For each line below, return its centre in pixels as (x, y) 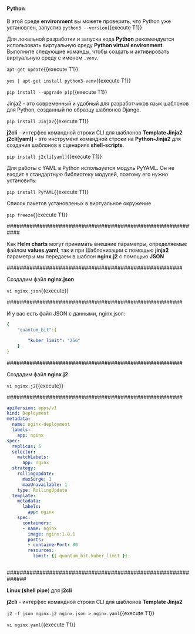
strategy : (24, 468)
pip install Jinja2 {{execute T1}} (48, 121)
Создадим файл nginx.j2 (37, 374)
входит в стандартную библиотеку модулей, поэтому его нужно (88, 175)
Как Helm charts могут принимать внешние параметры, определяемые (97, 244)
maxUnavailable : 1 (45, 484)
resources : (41, 551)
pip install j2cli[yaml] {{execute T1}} (54, 157)
